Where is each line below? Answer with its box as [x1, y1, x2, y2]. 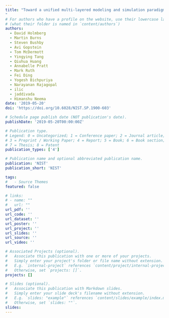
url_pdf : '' [5, 207, 30, 212]
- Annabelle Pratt [10, 63, 49, 68]
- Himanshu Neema [10, 96, 46, 101]
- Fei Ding [10, 73, 33, 78]
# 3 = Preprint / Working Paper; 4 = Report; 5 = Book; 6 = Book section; [5, 138, 165, 143]
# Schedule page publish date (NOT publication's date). [5, 115, 127, 120]
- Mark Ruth [10, 68, 35, 73]
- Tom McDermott [10, 49, 44, 54]
